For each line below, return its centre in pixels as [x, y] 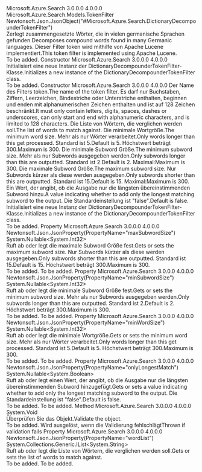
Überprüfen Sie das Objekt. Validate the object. [64, 419]
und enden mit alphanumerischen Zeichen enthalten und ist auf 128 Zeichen [101, 104]
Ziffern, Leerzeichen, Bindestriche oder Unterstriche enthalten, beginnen [96, 98]
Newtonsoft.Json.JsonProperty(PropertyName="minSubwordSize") [90, 278]
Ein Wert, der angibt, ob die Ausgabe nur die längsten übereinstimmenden [98, 188]
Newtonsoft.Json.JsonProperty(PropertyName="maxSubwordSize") [91, 233]
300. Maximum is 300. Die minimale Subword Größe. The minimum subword [99, 149]
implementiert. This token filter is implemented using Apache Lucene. [92, 53]
